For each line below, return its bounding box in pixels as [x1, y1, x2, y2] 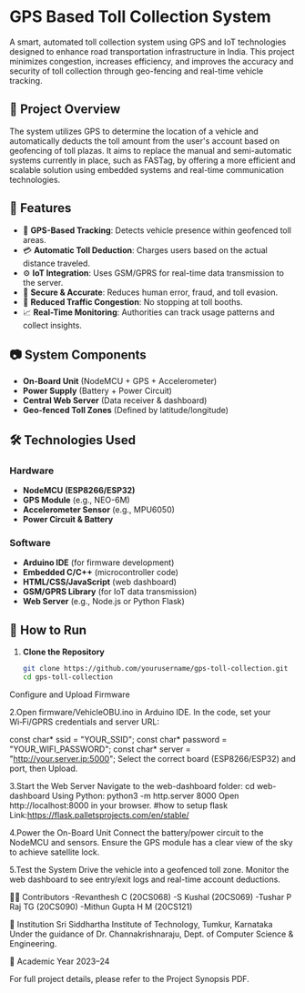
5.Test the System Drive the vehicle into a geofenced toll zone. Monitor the [9, 864, 290, 875]
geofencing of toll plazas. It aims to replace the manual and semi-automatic [9, 145, 292, 156]
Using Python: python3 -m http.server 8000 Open [51, 790, 239, 801]
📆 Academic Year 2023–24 [9, 956, 110, 967]
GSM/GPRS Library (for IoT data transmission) [22, 586, 198, 597]
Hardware [9, 464, 55, 477]
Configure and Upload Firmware [9, 689, 130, 700]
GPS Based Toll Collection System [9, 6, 271, 27]
